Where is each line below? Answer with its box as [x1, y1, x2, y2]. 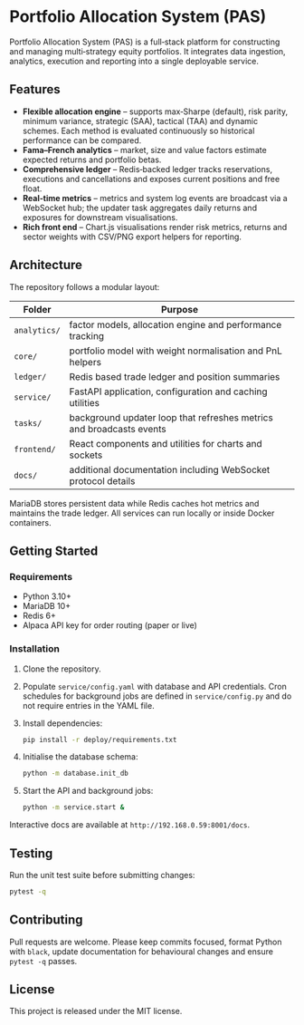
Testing [9, 846, 53, 861]
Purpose [161, 303, 199, 315]
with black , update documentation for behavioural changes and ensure [9, 945, 274, 957]
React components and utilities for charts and [69, 437, 262, 450]
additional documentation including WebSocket [69, 463, 271, 476]
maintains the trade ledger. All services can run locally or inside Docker [9, 508, 275, 518]
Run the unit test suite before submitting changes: [9, 869, 195, 880]
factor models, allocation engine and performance [69, 318, 282, 331]
